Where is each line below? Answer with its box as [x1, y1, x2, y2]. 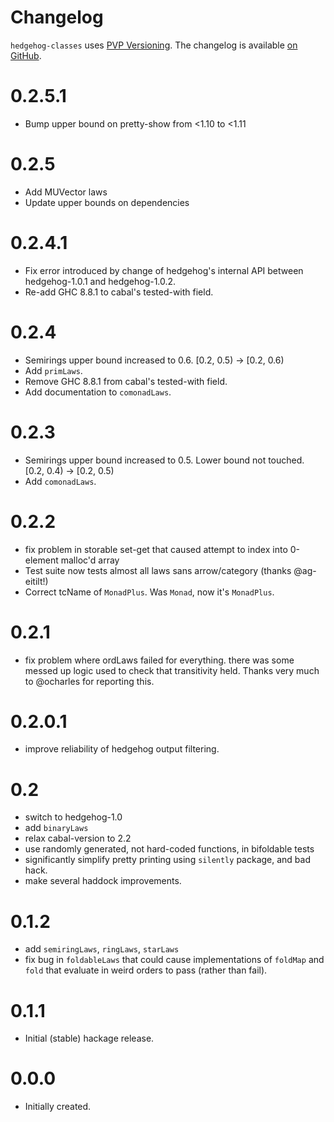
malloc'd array [60, 554, 120, 566]
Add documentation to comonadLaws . [24, 386, 172, 398]
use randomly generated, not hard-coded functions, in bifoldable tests [24, 843, 315, 855]
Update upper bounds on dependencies [24, 196, 190, 208]
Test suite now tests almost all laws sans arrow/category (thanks [24, 564, 292, 576]
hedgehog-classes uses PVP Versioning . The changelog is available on [10, 39, 298, 51]
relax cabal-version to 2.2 [24, 832, 132, 845]
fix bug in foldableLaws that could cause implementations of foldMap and [24, 954, 325, 966]
